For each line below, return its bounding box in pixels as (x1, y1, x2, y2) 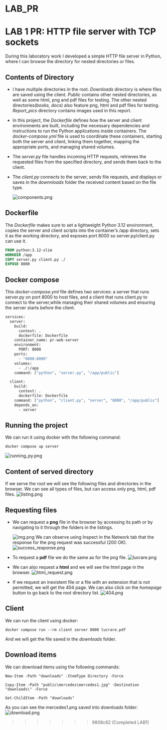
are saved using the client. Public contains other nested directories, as (12, 91, 157, 98)
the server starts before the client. (5, 305, 75, 311)
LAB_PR (5, 3, 39, 15)
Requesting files (5, 506, 57, 514)
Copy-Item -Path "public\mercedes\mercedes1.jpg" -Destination (5, 682, 140, 687)
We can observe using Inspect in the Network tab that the (35, 534, 155, 540)
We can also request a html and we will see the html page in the (12, 564, 144, 570)
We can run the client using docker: (5, 617, 78, 623)
